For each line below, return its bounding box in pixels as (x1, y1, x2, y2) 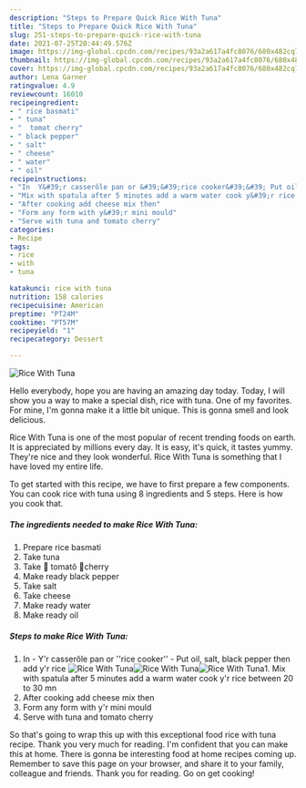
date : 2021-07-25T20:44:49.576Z (9, 38, 132, 48)
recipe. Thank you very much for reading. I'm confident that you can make (9, 739, 289, 750)
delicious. (9, 414, 46, 425)
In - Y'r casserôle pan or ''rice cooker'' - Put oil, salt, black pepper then (22, 653, 291, 664)
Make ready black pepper (22, 570, 120, 581)
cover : (9, 65, 35, 74)
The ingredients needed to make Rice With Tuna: (9, 518, 199, 529)
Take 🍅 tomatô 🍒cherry (22, 561, 109, 572)
